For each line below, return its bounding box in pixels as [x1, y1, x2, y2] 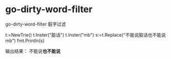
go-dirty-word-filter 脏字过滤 [5, 21, 67, 27]
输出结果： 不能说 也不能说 [5, 48, 60, 54]
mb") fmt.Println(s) [5, 37, 45, 44]
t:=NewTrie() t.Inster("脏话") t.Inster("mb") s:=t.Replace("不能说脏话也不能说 [5, 32, 166, 38]
